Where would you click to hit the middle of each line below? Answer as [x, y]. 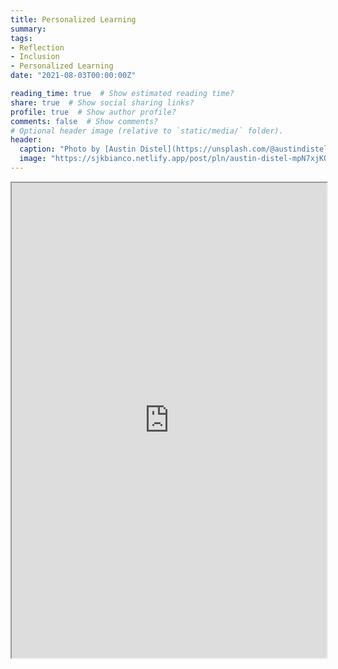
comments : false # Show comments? [84, 121]
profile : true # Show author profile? [93, 112]
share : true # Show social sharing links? [102, 102]
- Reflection [37, 47]
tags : [21, 38]
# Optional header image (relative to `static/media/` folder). [147, 131]
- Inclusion [35, 57]
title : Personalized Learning [73, 19]
